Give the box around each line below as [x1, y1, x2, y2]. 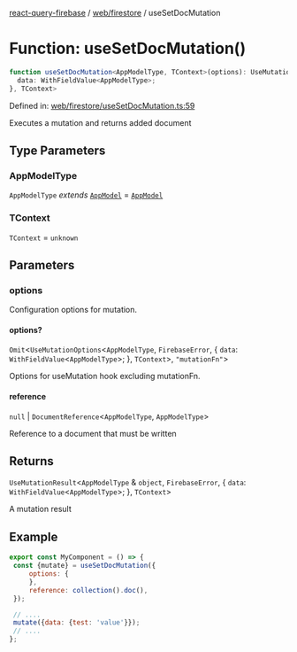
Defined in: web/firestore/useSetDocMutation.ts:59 [9, 100, 195, 111]
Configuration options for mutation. [9, 305, 138, 315]
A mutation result [9, 504, 72, 515]
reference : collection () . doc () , [28, 586, 148, 594]
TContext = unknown [9, 232, 79, 243]
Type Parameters [9, 143, 106, 158]
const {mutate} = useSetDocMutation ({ [12, 562, 156, 570]
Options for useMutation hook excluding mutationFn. [9, 371, 201, 382]
